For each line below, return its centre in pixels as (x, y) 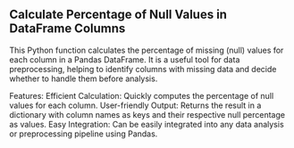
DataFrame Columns (67, 29)
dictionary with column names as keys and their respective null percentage (147, 114)
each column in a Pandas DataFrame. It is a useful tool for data (125, 59)
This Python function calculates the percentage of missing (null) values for (147, 50)
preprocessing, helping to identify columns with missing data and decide (143, 69)
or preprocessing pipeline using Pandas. (84, 134)
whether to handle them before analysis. (84, 78)
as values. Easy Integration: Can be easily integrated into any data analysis (147, 124)
